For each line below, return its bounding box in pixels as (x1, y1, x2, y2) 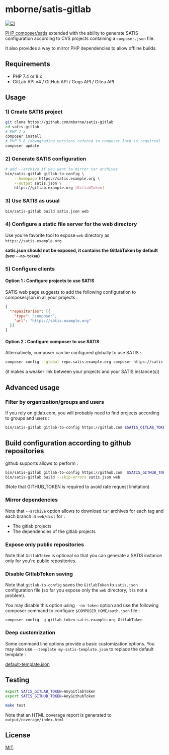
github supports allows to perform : (5, 460, 78, 466)
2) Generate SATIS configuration (5, 155, 87, 162)
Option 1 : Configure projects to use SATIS (5, 278, 95, 284)
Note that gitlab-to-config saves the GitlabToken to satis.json (5, 582, 138, 588)
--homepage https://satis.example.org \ (14, 176, 100, 181)
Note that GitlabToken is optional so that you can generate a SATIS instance (5, 553, 162, 558)
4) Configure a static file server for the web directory (5, 221, 137, 228)
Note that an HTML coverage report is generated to (5, 712, 112, 718)
